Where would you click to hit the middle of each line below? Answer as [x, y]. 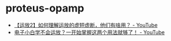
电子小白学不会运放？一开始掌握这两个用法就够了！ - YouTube [89, 32]
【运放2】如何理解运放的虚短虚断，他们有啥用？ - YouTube [86, 25]
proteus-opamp [45, 8]
